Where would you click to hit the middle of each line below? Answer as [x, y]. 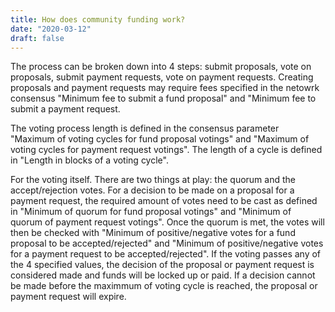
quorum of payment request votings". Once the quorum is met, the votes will [167, 222]
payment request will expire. [68, 297]
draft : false [37, 38]
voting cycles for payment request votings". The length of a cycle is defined [166, 150]
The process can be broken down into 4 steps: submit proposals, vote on [161, 67]
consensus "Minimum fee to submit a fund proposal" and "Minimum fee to [163, 98]
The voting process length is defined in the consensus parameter [145, 128]
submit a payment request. [65, 109]
